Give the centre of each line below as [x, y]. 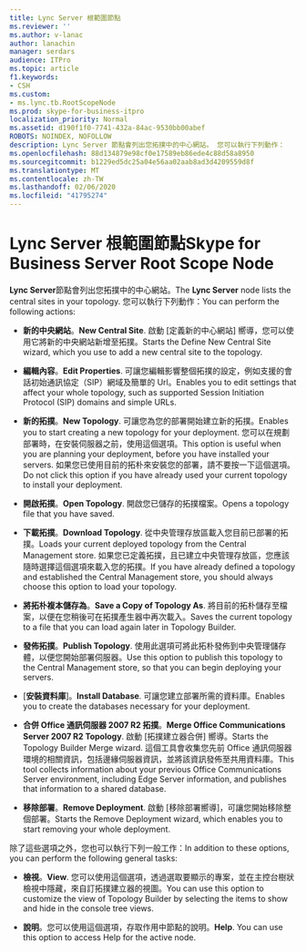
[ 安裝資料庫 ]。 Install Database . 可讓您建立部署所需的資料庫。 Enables [153, 696]
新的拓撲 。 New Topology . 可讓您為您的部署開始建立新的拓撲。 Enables [155, 421]
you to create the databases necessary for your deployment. [136, 706]
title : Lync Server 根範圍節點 [65, 18]
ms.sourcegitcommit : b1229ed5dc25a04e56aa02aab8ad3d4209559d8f [132, 162]
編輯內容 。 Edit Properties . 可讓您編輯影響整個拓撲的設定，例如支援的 [153, 371]
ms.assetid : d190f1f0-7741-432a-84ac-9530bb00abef [107, 128]
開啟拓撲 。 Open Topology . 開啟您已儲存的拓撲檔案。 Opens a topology [156, 503]
